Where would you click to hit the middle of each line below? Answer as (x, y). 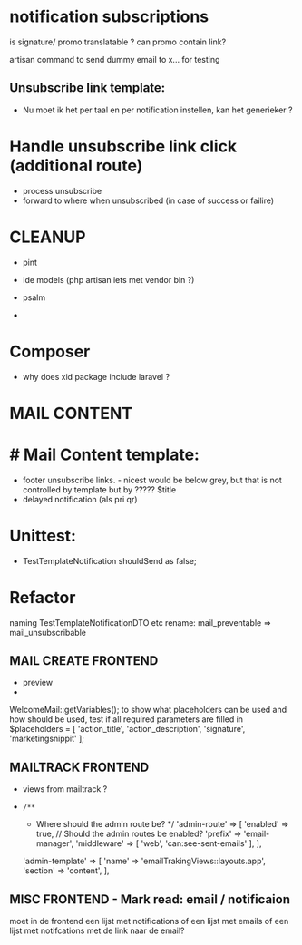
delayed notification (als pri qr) (80, 499)
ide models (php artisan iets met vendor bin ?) (108, 279)
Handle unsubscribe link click (123, 146)
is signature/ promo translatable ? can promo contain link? (118, 42)
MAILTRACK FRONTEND (79, 767)
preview (37, 683)
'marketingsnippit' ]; (47, 739)
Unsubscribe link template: (88, 88)
